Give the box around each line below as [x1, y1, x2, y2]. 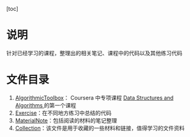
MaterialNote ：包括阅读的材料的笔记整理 [15, 116, 118, 124]
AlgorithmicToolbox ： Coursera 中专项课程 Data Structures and [15, 94, 174, 101]
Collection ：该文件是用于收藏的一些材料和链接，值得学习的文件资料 [15, 124, 185, 132]
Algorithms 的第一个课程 [15, 101, 77, 109]
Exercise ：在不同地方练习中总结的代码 [15, 109, 111, 116]
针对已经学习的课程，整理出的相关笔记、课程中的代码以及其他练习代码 [6, 49, 183, 56]
